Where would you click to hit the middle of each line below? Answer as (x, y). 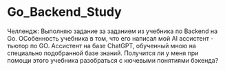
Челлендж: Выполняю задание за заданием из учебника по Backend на (112, 31)
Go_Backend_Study (64, 12)
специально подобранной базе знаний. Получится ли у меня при (103, 53)
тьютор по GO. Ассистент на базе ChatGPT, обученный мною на (101, 45)
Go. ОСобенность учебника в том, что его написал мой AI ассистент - (110, 38)
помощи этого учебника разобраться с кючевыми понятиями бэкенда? (113, 60)
